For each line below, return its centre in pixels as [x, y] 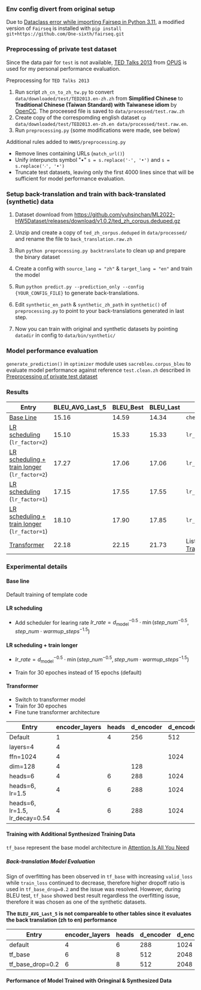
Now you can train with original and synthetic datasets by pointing [96, 329]
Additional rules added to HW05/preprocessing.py [66, 142]
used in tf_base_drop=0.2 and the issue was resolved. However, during [94, 889]
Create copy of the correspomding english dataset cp [80, 117]
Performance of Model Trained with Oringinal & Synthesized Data [89, 980]
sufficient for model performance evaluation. [70, 178]
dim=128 [22, 766]
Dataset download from [44, 214]
